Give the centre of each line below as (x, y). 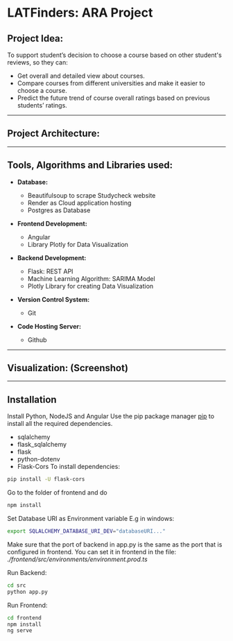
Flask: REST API (50, 271)
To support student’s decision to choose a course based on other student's (114, 55)
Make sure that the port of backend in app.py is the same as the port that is (115, 544)
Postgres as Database (59, 210)
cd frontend (24, 618)
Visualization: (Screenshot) (68, 368)
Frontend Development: (52, 223)
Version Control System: (53, 299)
